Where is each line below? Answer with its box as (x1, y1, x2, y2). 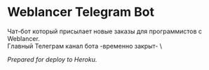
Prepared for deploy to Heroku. (7, 55, 97, 63)
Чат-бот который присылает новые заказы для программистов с (7, 27, 202, 35)
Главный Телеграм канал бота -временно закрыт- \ (7, 42, 163, 50)
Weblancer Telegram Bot (7, 4, 155, 20)
